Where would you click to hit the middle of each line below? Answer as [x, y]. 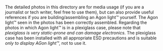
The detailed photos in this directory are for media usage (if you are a [75, 7]
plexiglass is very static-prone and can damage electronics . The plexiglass [81, 33]
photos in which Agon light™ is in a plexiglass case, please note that [73, 28]
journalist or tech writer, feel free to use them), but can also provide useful [80, 12]
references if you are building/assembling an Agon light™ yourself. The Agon [81, 17]
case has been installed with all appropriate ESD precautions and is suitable [81, 38]
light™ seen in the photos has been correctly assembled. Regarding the [76, 22]
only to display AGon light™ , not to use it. [46, 43]
